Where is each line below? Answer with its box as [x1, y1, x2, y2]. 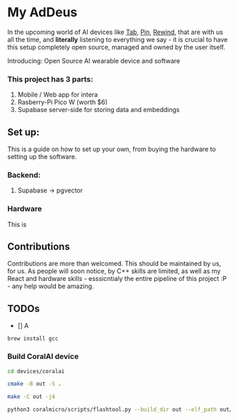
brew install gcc [7, 335, 59, 343]
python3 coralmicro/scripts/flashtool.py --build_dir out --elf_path [7, 406, 217, 414]
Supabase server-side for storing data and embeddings [17, 106, 180, 114]
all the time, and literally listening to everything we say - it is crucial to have [7, 35, 228, 43]
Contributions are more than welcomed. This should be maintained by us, [7, 260, 222, 268]
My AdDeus [7, 4, 78, 21]
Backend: [7, 170, 41, 179]
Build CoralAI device [7, 352, 79, 362]
